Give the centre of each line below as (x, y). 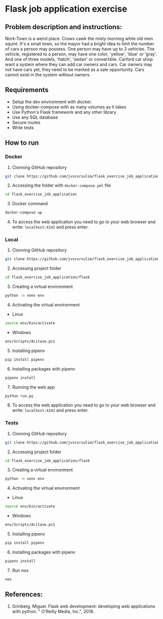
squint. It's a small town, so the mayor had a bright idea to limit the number (80, 44)
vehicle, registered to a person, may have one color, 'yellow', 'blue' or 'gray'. (81, 54)
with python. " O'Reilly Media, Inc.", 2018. (53, 611)
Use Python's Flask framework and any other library (64, 112)
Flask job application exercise (66, 9)
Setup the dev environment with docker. (52, 102)
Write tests (23, 127)
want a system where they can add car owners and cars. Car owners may (79, 64)
